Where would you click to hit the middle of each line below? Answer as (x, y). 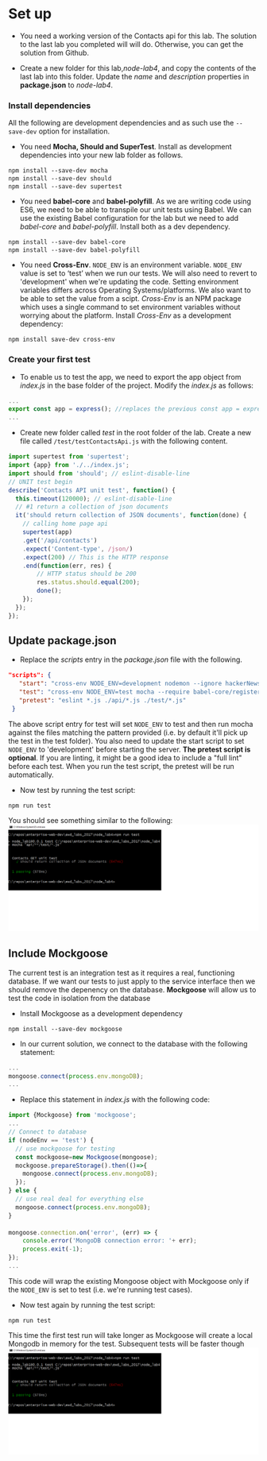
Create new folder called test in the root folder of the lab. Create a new (135, 433)
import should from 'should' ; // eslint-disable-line (99, 473)
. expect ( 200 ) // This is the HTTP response (96, 557)
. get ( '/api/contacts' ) (60, 540)
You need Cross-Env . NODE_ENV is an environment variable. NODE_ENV (131, 265)
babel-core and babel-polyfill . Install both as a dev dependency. (125, 226)
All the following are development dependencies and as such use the (121, 123)
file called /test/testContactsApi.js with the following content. (124, 441)
